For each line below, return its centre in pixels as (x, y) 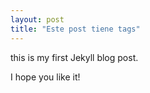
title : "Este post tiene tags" (75, 29)
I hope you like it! (45, 77)
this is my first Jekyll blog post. (74, 57)
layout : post (37, 19)
